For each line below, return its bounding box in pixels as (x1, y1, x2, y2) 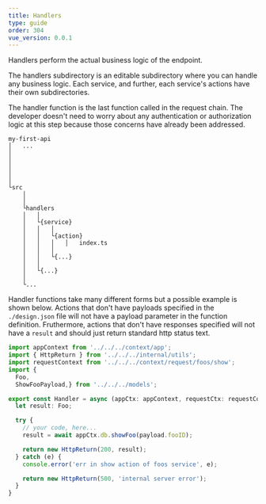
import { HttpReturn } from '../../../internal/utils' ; (8, 351, 196, 359)
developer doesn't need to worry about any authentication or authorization (8, 112, 252, 121)
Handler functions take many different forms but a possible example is (8, 295, 237, 304)
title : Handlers (8, 11, 62, 20)
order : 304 (8, 26, 44, 34)
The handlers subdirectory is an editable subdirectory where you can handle (8, 71, 258, 80)
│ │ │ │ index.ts (22, 239, 108, 247)
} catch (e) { (15, 452, 62, 460)
